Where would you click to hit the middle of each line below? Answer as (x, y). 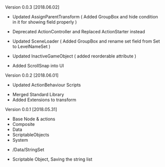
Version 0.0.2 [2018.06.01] (32, 75)
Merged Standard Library (38, 94)
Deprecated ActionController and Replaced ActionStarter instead (79, 31)
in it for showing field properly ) (44, 22)
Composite (24, 124)
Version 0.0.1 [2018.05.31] (31, 109)
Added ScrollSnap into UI (38, 66)
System (20, 140)
